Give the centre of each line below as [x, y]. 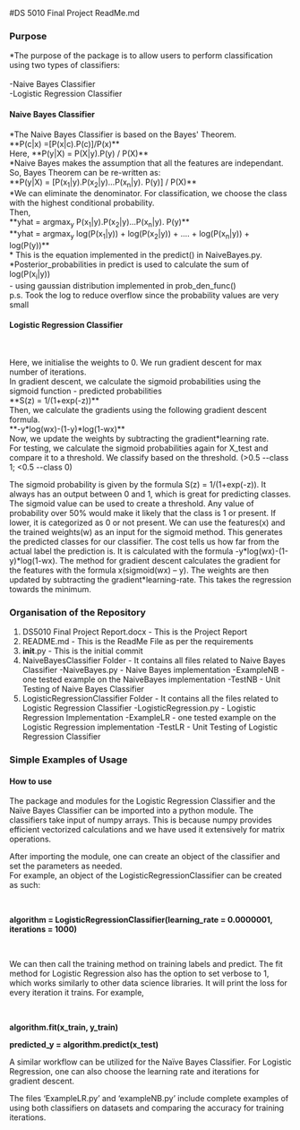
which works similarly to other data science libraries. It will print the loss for [149, 983]
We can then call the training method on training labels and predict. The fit [146, 964]
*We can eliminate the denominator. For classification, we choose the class [148, 194]
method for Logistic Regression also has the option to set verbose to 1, [139, 974]
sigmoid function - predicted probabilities [86, 391]
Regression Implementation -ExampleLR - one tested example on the [149, 718]
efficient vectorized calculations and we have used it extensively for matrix [147, 830]
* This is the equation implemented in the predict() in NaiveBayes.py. [136, 254]
